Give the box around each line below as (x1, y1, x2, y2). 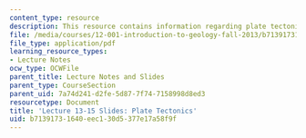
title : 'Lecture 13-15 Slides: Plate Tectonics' (9, 106, 198, 115)
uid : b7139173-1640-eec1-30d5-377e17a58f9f (9, 114, 178, 123)
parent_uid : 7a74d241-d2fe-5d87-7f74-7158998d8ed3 (9, 89, 206, 98)
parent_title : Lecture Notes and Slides (9, 73, 166, 82)
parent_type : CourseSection (9, 81, 117, 90)
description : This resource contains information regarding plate (9, 22, 267, 31)
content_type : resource (9, 13, 100, 23)
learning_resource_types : (9, 47, 107, 56)
